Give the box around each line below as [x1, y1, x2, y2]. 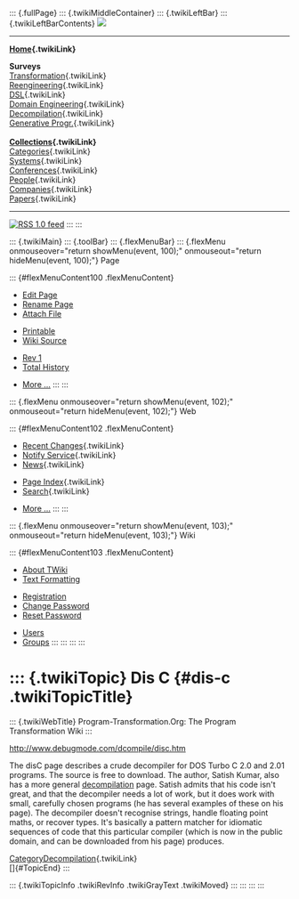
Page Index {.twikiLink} [21, 476, 105, 487]
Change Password [21, 601, 90, 611]
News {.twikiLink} [21, 459, 85, 470]
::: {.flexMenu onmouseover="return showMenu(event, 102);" [9, 396, 234, 407]
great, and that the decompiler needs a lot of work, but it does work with [9, 788, 275, 799]
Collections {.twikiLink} [9, 137, 97, 147]
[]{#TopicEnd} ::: [9, 863, 70, 873]
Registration [21, 591, 67, 602]
